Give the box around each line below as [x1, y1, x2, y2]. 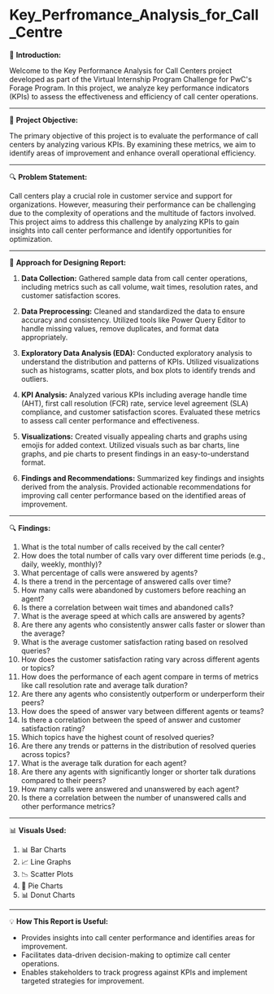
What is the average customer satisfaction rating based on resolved [20, 637, 249, 646]
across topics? [20, 749, 71, 759]
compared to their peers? [20, 775, 107, 785]
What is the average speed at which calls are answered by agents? [20, 611, 246, 620]
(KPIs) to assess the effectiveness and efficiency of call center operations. [9, 91, 259, 101]
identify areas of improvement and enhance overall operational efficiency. [9, 148, 257, 158]
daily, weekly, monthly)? [20, 559, 102, 569]
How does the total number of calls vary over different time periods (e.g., [20, 550, 266, 560]
